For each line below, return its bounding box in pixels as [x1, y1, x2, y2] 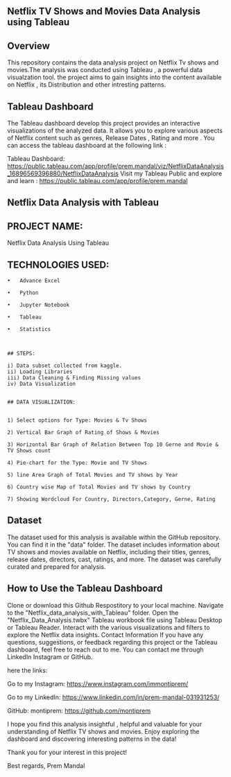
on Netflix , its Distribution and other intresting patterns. [7, 80, 166, 89]
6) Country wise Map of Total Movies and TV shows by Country [7, 484, 191, 491]
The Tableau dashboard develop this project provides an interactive [7, 119, 200, 128]
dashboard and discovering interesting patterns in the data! [7, 735, 177, 743]
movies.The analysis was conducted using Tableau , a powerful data [7, 66, 203, 74]
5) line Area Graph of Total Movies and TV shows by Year [7, 472, 178, 479]
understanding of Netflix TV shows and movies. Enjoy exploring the [7, 727, 200, 735]
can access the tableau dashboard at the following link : [7, 142, 167, 150]
